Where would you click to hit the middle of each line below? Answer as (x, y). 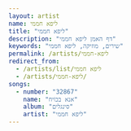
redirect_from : (34, 62)
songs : (20, 84)
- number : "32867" (47, 92)
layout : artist (34, 16)
